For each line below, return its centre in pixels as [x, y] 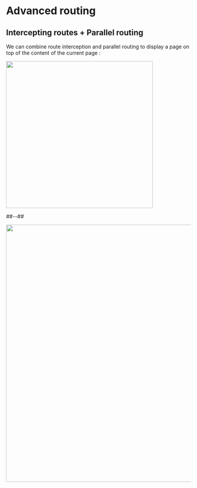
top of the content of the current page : [53, 53]
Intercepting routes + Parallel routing [75, 33]
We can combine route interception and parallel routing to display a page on [98, 46]
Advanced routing [51, 11]
